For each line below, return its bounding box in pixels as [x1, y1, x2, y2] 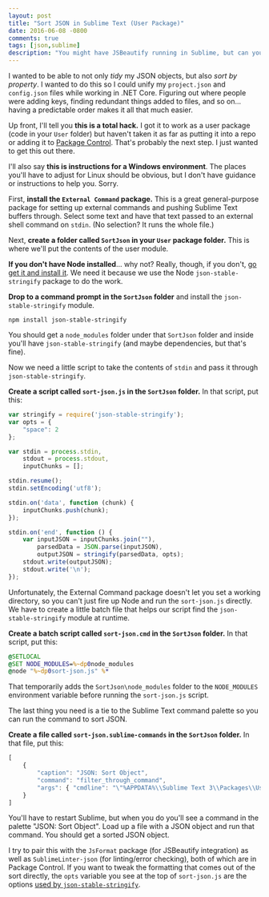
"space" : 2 [22, 426, 59, 434]
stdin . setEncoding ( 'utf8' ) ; [8, 484, 102, 492]
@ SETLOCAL [8, 653, 42, 661]
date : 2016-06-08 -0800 [8, 26, 88, 34]
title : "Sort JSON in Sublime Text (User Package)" [8, 19, 184, 27]
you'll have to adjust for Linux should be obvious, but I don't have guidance [8, 170, 256, 180]
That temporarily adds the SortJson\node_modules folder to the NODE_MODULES [8, 682, 259, 692]
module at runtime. [67, 612, 130, 622]
